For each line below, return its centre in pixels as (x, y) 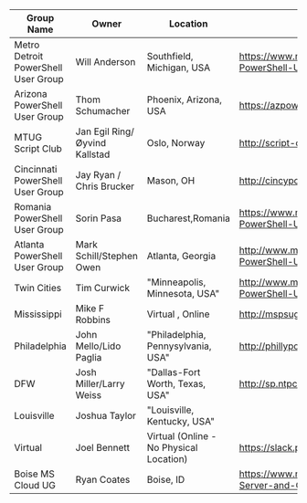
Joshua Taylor (106, 416)
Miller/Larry (100, 384)
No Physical (172, 448)
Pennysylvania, (179, 346)
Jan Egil (92, 131)
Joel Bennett (103, 448)
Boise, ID (166, 480)
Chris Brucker (105, 186)
